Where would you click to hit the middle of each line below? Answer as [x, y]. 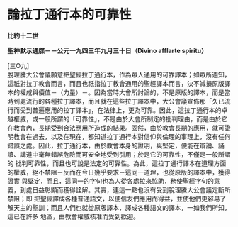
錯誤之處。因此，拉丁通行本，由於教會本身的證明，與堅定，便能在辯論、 [113, 145]
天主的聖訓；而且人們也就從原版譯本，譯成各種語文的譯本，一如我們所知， [122, 207]
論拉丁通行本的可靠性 [70, 15]
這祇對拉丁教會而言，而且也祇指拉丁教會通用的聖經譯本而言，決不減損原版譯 [119, 83]
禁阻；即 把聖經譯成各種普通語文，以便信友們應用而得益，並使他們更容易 [114, 199]
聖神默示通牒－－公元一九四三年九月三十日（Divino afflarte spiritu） [107, 50]
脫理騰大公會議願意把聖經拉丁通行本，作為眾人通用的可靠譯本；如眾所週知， [119, 74]
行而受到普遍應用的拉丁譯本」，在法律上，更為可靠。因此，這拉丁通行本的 [114, 110]
